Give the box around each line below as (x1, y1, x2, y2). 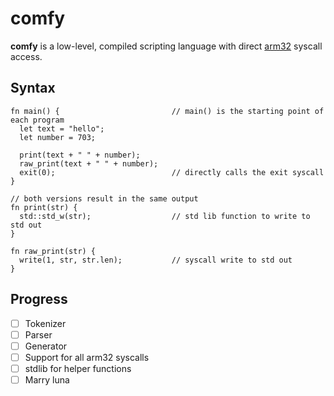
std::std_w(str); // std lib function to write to (19, 211, 311, 221)
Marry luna (24, 373, 70, 386)
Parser (24, 328, 53, 341)
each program (10, 115, 65, 125)
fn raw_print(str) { (10, 246, 97, 256)
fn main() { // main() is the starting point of (10, 106, 325, 116)
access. (10, 50, 43, 62)
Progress (10, 291, 68, 308)
